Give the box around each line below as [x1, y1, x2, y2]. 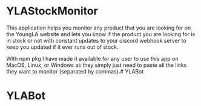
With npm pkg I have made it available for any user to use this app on [6, 55, 179, 62]
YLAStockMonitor [6, 4, 98, 18]
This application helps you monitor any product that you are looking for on [6, 24, 191, 31]
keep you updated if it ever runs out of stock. [6, 43, 119, 51]
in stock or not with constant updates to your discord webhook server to [6, 37, 186, 44]
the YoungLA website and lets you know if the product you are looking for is [6, 30, 196, 37]
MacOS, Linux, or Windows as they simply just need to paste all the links [6, 61, 187, 69]
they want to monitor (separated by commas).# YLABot [6, 67, 144, 75]
